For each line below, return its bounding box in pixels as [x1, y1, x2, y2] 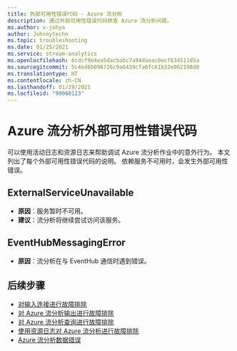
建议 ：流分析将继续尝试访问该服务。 [17, 215, 125, 224]
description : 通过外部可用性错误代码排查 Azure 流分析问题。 [7, 17, 173, 24]
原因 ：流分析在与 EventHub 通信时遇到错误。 [17, 256, 151, 265]
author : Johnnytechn [7, 30, 69, 38]
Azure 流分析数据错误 [17, 335, 81, 344]
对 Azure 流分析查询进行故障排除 [17, 317, 114, 326]
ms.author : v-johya [7, 24, 66, 31]
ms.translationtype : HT [7, 70, 79, 77]
